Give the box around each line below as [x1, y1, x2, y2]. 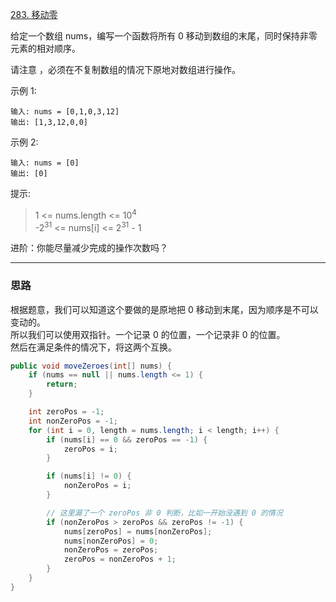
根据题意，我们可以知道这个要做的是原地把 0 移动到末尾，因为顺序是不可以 [10, 303, 319, 315]
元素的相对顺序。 [10, 43, 81, 54]
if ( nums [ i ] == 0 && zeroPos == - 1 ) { [46, 434, 208, 445]
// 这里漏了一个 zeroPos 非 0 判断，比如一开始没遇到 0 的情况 [46, 508, 283, 518]
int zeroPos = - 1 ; [28, 407, 105, 417]
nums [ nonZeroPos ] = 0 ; [63, 536, 159, 546]
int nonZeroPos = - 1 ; [28, 416, 118, 426]
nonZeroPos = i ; [63, 481, 132, 491]
